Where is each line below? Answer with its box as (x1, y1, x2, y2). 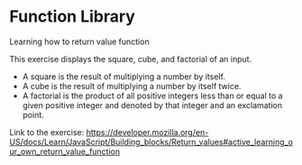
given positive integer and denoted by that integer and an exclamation (22, 99, 282, 110)
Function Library (9, 6, 135, 27)
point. (22, 109, 45, 120)
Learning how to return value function (9, 36, 151, 47)
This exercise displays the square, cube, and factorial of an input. (9, 53, 252, 64)
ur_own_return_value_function (9, 146, 120, 157)
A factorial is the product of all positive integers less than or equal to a (22, 90, 283, 101)
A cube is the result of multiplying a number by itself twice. (22, 80, 242, 91)
